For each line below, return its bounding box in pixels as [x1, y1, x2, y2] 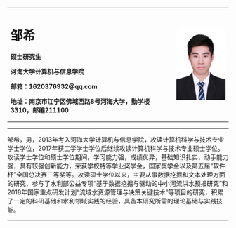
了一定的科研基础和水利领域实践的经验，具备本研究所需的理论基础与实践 [7, 197, 216, 206]
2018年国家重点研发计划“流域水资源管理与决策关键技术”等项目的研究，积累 [7, 188, 224, 196]
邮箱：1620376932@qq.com [10, 82, 98, 90]
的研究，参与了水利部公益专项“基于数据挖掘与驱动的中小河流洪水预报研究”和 [7, 180, 228, 188]
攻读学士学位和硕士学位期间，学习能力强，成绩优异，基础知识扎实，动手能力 [7, 153, 229, 161]
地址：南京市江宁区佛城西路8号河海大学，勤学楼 [10, 97, 150, 105]
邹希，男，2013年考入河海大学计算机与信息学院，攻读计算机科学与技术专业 [7, 135, 225, 144]
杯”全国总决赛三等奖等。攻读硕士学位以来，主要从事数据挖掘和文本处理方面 [7, 170, 226, 179]
